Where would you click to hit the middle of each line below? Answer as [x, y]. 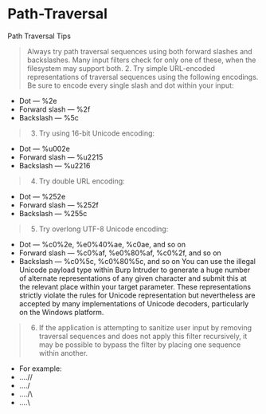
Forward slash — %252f [59, 205]
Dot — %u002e [45, 148]
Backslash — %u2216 [55, 165]
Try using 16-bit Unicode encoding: [97, 133]
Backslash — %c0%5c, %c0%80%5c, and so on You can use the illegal [137, 261]
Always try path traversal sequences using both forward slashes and [139, 51]
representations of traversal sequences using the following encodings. [143, 77]
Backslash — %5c [49, 117]
